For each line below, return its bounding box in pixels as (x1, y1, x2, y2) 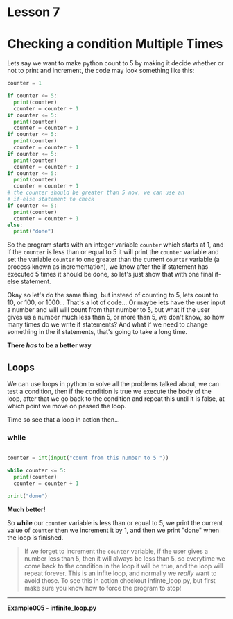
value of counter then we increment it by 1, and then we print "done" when (7, 526, 220, 534)
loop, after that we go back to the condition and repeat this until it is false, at (7, 395, 225, 403)
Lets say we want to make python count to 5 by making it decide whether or (7, 59, 224, 67)
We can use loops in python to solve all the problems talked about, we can (7, 380, 220, 388)
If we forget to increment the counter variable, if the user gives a (24, 547, 209, 555)
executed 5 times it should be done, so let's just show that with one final (7, 270, 214, 279)
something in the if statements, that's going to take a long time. (7, 328, 187, 336)
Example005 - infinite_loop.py (7, 604, 97, 612)
